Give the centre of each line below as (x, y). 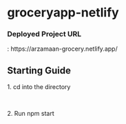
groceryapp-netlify (63, 13)
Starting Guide (39, 70)
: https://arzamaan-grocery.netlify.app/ (63, 49)
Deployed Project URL (44, 34)
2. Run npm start (31, 114)
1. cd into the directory (39, 87)
